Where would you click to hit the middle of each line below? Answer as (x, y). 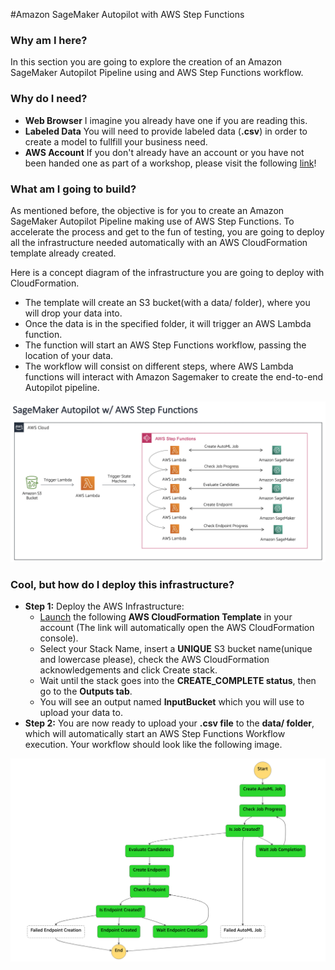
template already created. (63, 253)
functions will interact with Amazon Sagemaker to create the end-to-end (174, 376)
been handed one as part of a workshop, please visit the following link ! (170, 163)
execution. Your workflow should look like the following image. (153, 745)
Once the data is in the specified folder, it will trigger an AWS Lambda (168, 323)
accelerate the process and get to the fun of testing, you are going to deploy (167, 231)
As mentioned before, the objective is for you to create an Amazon (147, 210)
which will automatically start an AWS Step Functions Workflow (155, 734)
